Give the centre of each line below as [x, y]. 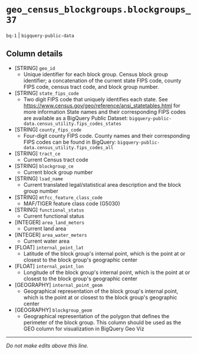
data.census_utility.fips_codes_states [72, 124]
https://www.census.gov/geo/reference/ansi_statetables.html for [102, 105]
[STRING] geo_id [35, 68]
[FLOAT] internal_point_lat [49, 247]
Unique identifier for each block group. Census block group [95, 74]
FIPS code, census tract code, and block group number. [91, 87]
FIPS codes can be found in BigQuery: [70, 142]
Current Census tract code [56, 160]
